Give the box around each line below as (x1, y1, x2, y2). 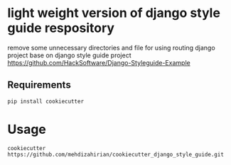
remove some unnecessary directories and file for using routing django (7, 43, 215, 52)
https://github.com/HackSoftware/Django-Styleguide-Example (7, 58, 190, 67)
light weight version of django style (7, 5, 220, 21)
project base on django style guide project (7, 51, 131, 59)
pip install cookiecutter (7, 98, 84, 105)
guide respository (7, 20, 115, 36)
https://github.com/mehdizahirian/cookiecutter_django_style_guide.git (7, 151, 224, 158)
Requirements (7, 79, 71, 91)
